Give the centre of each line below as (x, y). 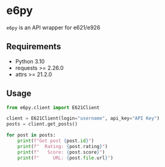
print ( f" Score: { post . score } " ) (61, 152)
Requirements (34, 47)
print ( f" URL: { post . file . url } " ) (65, 158)
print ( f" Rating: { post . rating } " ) (63, 146)
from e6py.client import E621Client (53, 107)
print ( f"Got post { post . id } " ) (56, 141)
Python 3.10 (30, 61)
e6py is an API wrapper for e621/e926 (53, 27)
